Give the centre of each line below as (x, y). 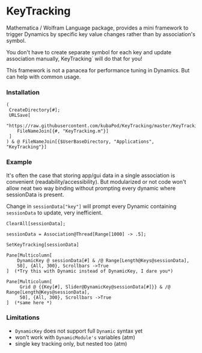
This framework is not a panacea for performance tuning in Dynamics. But (98, 70)
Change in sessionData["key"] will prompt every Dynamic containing (91, 206)
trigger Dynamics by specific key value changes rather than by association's (101, 34)
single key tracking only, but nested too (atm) (71, 343)
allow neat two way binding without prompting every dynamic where (91, 188)
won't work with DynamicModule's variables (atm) (75, 337)
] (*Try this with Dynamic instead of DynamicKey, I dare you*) (90, 271)
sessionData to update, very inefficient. (54, 213)
